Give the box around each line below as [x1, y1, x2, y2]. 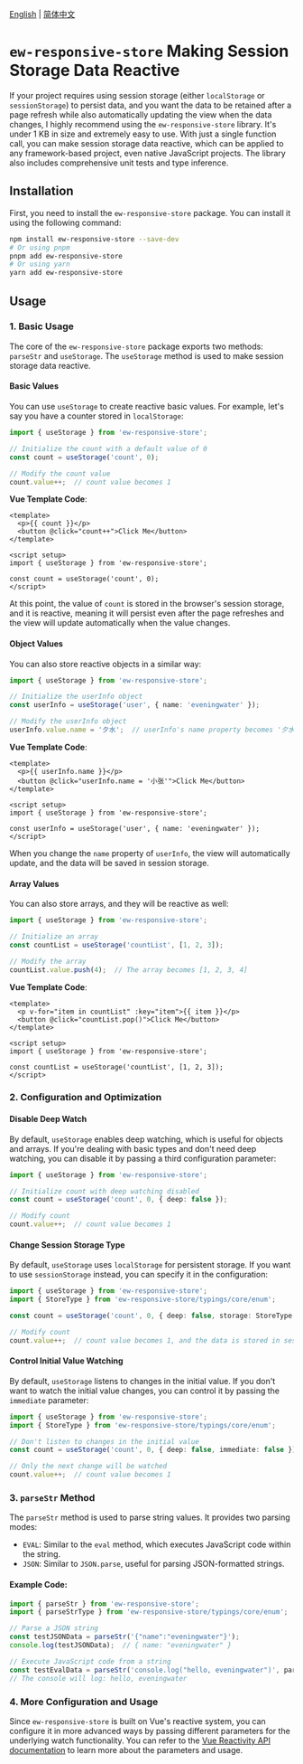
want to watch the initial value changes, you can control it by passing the [9, 1385, 280, 1396]
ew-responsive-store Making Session [9, 41, 289, 61]
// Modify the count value [9, 469, 111, 478]
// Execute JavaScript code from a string [9, 1656, 171, 1666]
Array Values [9, 878, 60, 889]
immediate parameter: [9, 1394, 89, 1405]
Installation [9, 184, 74, 199]
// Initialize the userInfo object [9, 692, 143, 702]
